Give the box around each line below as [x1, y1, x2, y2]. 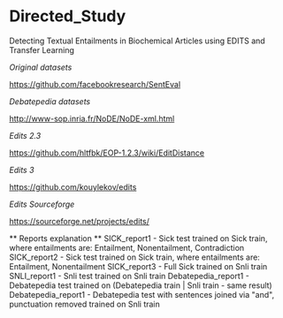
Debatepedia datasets [9, 95, 91, 107]
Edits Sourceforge [9, 199, 75, 209]
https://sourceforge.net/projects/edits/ [9, 216, 150, 226]
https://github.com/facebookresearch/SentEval [9, 79, 181, 89]
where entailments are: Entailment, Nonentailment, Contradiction [9, 242, 245, 253]
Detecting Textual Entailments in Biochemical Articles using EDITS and [9, 35, 265, 46]
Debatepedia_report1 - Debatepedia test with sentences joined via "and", [9, 289, 275, 299]
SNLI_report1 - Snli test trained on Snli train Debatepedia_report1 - [9, 270, 249, 281]
